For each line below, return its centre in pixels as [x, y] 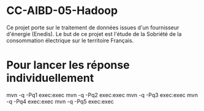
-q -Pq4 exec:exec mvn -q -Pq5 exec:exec [60, 101]
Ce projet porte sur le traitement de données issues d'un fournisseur [93, 27]
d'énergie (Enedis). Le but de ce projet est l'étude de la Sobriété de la [94, 34]
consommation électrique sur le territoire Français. [70, 40]
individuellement [50, 78]
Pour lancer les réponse [68, 65]
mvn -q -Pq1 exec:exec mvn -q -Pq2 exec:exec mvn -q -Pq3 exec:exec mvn [102, 95]
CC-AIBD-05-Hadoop [62, 11]
